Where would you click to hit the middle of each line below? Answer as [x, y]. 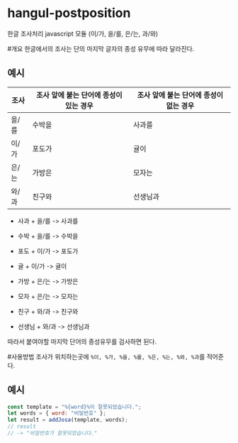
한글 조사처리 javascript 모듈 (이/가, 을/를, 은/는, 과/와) [83, 33]
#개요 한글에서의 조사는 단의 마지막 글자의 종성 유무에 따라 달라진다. [101, 48]
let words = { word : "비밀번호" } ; [57, 413]
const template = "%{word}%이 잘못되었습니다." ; [74, 407]
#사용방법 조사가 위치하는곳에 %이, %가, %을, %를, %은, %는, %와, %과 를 [106, 356]
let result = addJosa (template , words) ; [68, 420]
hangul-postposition [69, 13]
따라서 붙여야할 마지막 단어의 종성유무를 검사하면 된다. [82, 341]
